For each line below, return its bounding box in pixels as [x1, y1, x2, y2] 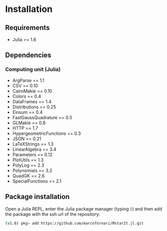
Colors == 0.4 [12, 93, 41, 99]
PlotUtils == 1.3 [12, 157, 44, 163]
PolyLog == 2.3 [12, 162, 44, 168]
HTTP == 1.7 [12, 125, 38, 131]
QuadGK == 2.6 [12, 173, 45, 179]
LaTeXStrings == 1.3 [12, 141, 54, 147]
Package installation [5, 193, 70, 201]
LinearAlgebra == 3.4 [12, 146, 56, 152]
